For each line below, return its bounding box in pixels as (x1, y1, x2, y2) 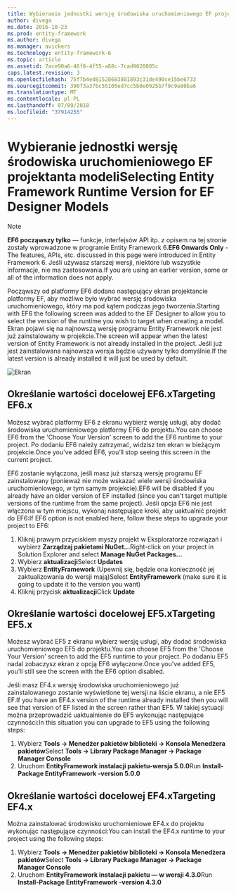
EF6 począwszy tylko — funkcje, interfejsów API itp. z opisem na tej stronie (7, 235, 227, 244)
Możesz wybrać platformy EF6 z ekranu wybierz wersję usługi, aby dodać (7, 418, 221, 426)
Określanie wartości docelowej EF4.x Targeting (7, 789, 216, 801)
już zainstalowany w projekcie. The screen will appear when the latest (7, 332, 208, 340)
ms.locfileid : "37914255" (7, 108, 83, 115)
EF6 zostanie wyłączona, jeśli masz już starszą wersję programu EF (7, 469, 203, 477)
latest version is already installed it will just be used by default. (7, 354, 188, 363)
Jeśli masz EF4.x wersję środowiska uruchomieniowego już (7, 681, 179, 689)
